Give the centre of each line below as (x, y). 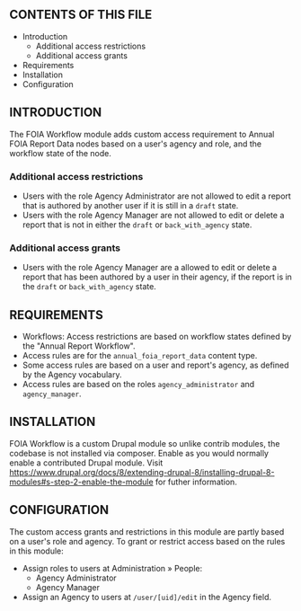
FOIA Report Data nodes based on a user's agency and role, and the (136, 144)
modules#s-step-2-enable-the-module (82, 482)
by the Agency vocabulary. (72, 375)
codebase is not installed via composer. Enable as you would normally (139, 453)
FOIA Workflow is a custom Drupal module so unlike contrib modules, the (145, 443)
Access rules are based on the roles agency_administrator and (138, 385)
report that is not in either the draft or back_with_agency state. (137, 225)
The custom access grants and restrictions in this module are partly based (147, 531)
